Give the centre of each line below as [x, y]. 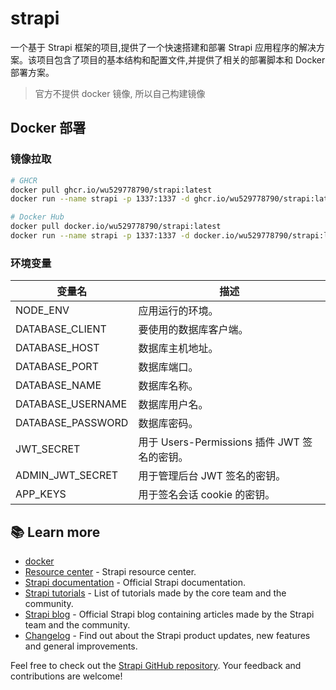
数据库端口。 [168, 367]
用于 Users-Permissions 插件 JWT [219, 442]
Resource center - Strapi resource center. [110, 571]
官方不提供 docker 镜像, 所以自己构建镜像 [120, 93]
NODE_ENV [42, 310]
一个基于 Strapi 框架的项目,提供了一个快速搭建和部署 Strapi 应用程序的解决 [163, 47]
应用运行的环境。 [178, 311]
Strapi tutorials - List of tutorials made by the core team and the [155, 593]
